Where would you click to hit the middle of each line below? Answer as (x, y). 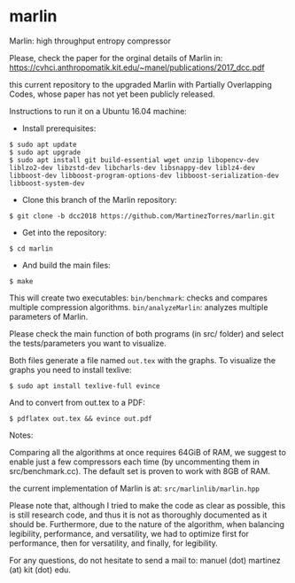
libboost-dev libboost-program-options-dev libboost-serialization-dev (144, 175)
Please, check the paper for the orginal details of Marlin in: (116, 58)
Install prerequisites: (59, 128)
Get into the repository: (64, 232)
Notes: (21, 435)
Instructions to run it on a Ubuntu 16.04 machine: (98, 111)
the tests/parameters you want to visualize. (88, 343)
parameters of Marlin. (49, 316)
